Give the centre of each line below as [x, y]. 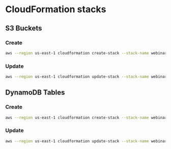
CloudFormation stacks [56, 9]
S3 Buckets [24, 28]
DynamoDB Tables [35, 93]
